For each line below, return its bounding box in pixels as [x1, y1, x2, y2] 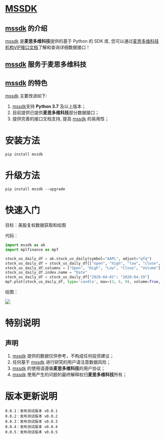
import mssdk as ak [5, 243, 46, 248]
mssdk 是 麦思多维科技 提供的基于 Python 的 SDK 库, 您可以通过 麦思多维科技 [5, 38, 160, 44]
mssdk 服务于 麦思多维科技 [5, 60, 87, 69]
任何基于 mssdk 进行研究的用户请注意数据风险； [12, 359, 111, 365]
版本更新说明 [5, 391, 58, 402]
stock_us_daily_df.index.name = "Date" [5, 270, 88, 275]
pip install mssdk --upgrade [5, 187, 65, 192]
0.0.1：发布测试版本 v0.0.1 [5, 408, 58, 413]
